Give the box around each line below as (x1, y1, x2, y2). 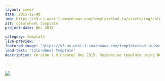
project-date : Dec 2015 (5, 26, 54, 30)
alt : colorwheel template (5, 21, 58, 26)
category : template (5, 34, 45, 39)
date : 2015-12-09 (5, 12, 41, 17)
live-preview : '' (5, 39, 41, 44)
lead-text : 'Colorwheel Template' (5, 48, 76, 53)
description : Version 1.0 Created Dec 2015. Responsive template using (5, 53, 155, 57)
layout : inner (5, 7, 34, 12)
